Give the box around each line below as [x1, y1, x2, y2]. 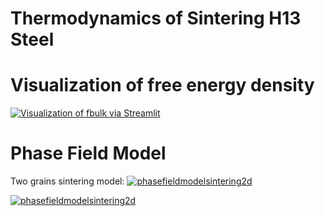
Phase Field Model [10, 142, 167, 165]
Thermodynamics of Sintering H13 [10, 7, 302, 30]
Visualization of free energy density [10, 74, 315, 97]
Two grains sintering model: [10, 175, 125, 187]
